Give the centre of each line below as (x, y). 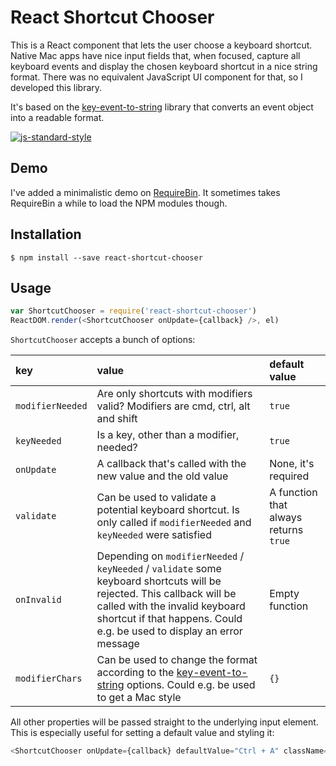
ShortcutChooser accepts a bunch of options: (103, 340)
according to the (135, 673)
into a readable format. (57, 117)
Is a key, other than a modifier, (168, 435)
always (286, 518)
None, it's (292, 464)
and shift (117, 419)
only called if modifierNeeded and (174, 523)
